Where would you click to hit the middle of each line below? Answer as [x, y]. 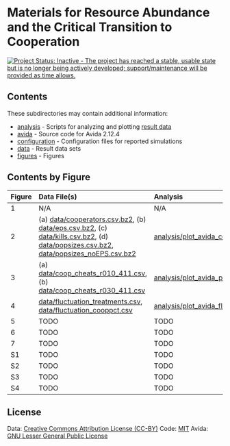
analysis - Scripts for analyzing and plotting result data [94, 126]
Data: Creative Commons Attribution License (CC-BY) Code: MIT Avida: [108, 429]
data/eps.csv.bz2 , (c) [73, 227]
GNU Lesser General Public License [57, 436]
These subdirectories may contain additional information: [88, 113]
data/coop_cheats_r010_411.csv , [93, 273]
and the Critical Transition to [90, 27]
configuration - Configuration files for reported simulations [100, 141]
